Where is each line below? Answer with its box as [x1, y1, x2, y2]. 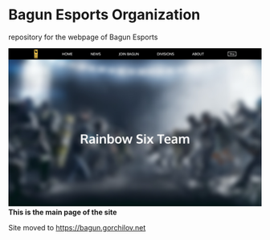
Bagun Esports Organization [8, 6, 201, 24]
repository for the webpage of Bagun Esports [8, 32, 158, 42]
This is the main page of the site [8, 207, 117, 217]
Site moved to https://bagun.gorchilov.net [8, 222, 146, 232]
